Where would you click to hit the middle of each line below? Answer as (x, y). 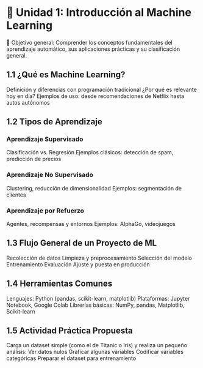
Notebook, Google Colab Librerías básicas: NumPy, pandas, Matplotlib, (95, 305)
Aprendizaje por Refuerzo (45, 211)
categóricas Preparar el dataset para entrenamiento (71, 358)
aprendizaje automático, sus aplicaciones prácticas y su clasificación (93, 49)
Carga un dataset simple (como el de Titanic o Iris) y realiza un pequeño (97, 345)
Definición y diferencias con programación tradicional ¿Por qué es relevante (101, 89)
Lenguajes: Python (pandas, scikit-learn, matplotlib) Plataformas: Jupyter (98, 298)
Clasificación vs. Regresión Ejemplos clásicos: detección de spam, (90, 152)
